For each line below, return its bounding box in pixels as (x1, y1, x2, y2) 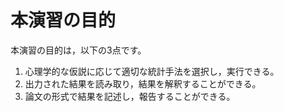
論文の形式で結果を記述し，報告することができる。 (24, 90, 236, 102)
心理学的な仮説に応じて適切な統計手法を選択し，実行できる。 (24, 65, 280, 77)
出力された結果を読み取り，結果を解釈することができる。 (24, 77, 262, 90)
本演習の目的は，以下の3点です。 (10, 44, 147, 56)
